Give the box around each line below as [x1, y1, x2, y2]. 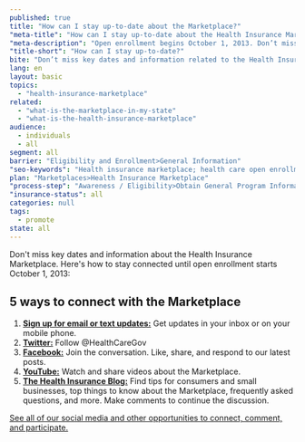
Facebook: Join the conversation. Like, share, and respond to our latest [22, 347, 290, 358]
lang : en [9, 64, 43, 73]
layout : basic [9, 72, 64, 82]
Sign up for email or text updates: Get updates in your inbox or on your [22, 318, 290, 329]
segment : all [9, 148, 59, 157]
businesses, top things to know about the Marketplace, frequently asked [22, 386, 293, 397]
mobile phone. [22, 328, 77, 339]
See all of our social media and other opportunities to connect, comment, [9, 413, 283, 424]
